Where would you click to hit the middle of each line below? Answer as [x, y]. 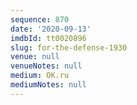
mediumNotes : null [48, 85]
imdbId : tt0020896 [48, 38]
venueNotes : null [46, 66]
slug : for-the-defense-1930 [69, 47]
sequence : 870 [40, 19]
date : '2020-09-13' [51, 29]
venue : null [35, 57]
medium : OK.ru [40, 76]
